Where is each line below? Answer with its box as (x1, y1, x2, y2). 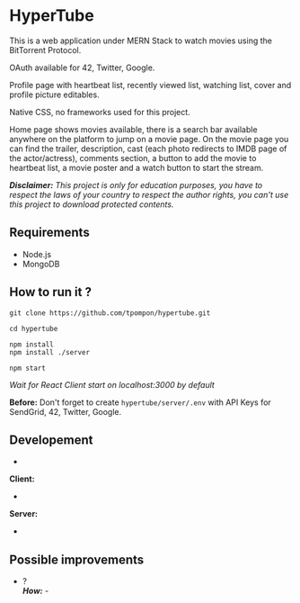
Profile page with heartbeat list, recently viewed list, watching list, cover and (9, 79, 292, 90)
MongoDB (22, 258, 60, 269)
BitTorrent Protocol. (9, 44, 82, 55)
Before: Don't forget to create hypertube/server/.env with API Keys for (9, 397, 271, 408)
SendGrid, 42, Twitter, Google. (9, 406, 122, 417)
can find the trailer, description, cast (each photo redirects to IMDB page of (9, 143, 287, 154)
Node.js (22, 248, 52, 259)
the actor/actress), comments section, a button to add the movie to (9, 152, 257, 163)
